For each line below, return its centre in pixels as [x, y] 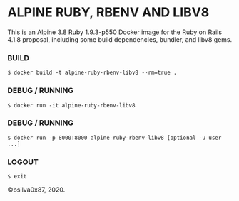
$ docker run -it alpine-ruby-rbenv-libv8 [71, 105]
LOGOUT [23, 162]
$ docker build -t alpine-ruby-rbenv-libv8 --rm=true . [92, 73]
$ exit [17, 177]
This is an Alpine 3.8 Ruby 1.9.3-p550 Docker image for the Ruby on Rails [115, 32]
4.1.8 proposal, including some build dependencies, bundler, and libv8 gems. [120, 39]
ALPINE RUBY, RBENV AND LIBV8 [108, 12]
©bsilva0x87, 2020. [36, 190]
